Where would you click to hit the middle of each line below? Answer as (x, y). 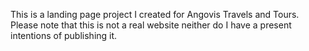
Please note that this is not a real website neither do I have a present (151, 25)
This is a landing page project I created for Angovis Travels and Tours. (155, 14)
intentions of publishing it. (64, 35)
